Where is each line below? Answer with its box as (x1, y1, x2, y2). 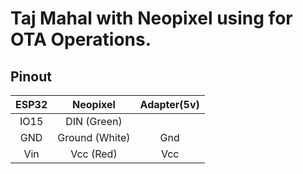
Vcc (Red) (70, 147, 118, 161)
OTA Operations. (10, 28, 152, 51)
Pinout (10, 68, 53, 85)
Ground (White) (57, 131, 131, 144)
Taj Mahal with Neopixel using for (10, 7, 293, 30)
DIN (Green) (65, 115, 123, 128)
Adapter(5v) (139, 98, 200, 111)
